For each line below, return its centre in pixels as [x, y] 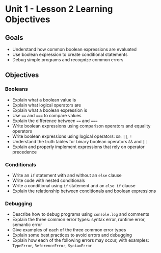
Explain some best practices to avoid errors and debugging [72, 235]
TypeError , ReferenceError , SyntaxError [52, 246]
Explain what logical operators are [47, 105]
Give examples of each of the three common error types [69, 230]
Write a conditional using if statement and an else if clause [74, 185]
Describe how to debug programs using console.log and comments [81, 214]
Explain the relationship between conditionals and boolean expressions [84, 191]
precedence [24, 152]
